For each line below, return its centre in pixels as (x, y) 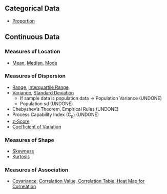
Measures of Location (33, 52)
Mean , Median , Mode (35, 63)
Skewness (23, 151)
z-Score (21, 121)
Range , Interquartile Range (40, 87)
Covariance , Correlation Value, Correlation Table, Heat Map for (78, 181)
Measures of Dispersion (35, 76)
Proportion (24, 21)
